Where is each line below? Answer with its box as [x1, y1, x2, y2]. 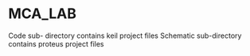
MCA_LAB [8, 5, 77, 23]
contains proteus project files [8, 39, 104, 48]
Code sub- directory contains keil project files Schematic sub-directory [8, 31, 242, 40]
